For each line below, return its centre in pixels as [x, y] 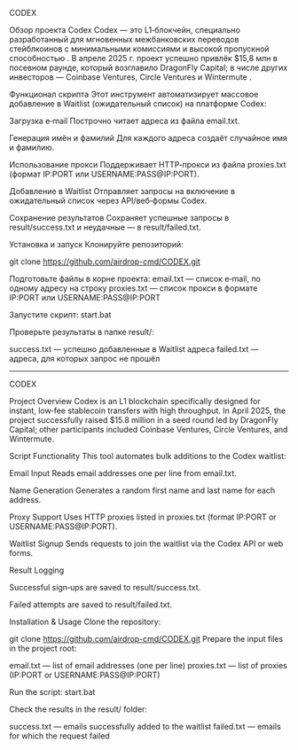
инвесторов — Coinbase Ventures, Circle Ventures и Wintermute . [130, 77]
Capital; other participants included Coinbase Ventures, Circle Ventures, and [149, 430]
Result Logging [37, 570]
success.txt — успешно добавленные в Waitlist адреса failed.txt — [134, 349]
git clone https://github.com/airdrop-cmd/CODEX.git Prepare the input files [146, 639]
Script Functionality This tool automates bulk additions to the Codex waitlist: [148, 456]
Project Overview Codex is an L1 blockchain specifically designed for [135, 401]
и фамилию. [32, 147]
